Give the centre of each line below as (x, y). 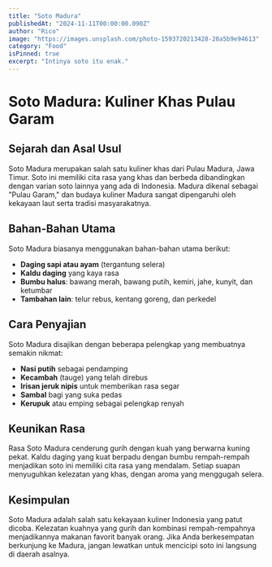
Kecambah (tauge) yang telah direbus (84, 377)
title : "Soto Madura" (45, 16)
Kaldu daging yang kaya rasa (69, 273)
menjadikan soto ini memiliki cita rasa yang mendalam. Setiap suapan (125, 466)
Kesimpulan (39, 500)
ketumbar (36, 290)
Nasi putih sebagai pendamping (74, 368)
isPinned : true (34, 54)
